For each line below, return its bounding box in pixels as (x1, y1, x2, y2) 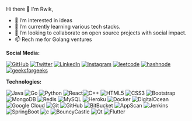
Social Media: (6, 50, 40, 56)
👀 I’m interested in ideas (14, 17, 73, 23)
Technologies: (6, 78, 42, 85)
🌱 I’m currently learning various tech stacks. (14, 23, 121, 30)
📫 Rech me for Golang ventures (14, 36, 92, 43)
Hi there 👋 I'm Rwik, (6, 6, 54, 12)
